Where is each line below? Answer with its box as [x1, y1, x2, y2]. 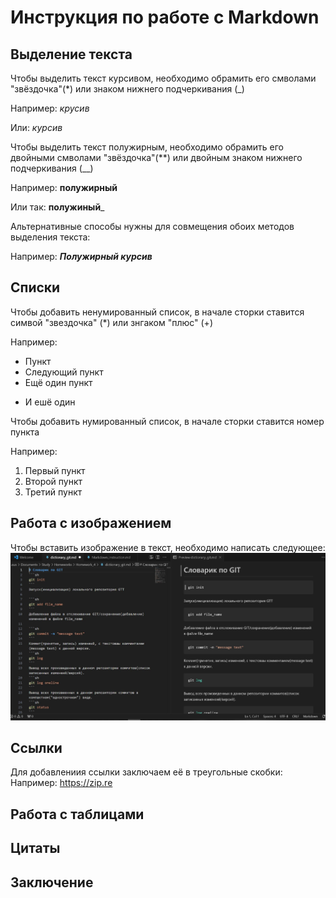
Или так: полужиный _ [10, 201, 105, 213]
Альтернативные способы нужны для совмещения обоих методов [10, 221, 295, 232]
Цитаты [10, 840, 61, 857]
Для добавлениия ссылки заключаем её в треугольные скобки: [10, 766, 283, 778]
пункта [10, 426, 40, 438]
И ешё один [24, 396, 76, 408]
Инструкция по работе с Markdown [10, 6, 320, 29]
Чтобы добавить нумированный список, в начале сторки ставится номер [10, 415, 325, 427]
